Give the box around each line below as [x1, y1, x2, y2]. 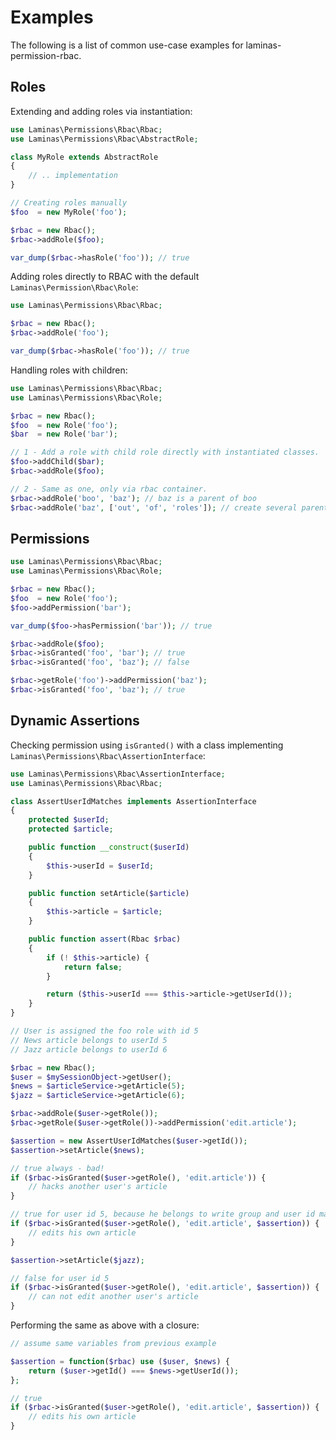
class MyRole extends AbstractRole [10, 152, 159, 162]
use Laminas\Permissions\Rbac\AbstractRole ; [10, 134, 199, 144]
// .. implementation [28, 171, 118, 181]
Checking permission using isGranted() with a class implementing [10, 739, 284, 751]
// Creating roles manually [10, 198, 128, 208]
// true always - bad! [10, 1163, 105, 1173]
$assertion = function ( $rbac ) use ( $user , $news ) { [10, 1356, 230, 1366]
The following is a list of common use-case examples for [10, 39, 244, 51]
